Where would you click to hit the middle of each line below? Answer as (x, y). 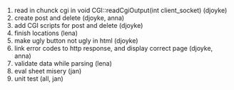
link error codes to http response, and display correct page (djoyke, (113, 48)
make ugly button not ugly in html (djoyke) (76, 41)
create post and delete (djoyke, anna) (69, 18)
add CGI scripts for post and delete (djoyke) (78, 25)
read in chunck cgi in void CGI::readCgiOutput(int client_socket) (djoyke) (121, 10)
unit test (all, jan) (39, 79)
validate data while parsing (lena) (63, 63)
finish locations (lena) (46, 33)
